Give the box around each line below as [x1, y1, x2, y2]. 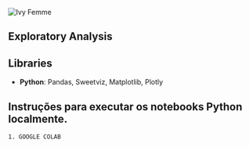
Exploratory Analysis [8, 30, 113, 43]
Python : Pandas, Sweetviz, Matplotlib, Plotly [19, 77, 163, 87]
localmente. [8, 112, 68, 125]
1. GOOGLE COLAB [8, 133, 61, 141]
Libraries [8, 56, 53, 70]
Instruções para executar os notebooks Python [8, 100, 243, 113]
